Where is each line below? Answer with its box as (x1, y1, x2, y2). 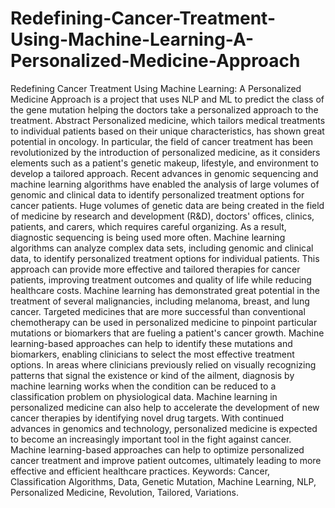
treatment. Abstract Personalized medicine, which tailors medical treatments (10, 114, 326, 126)
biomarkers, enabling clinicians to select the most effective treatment (10, 348, 295, 360)
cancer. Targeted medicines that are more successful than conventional (10, 305, 306, 317)
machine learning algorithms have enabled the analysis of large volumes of (10, 178, 320, 190)
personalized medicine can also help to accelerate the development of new (10, 401, 320, 413)
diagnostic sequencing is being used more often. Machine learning (10, 231, 286, 243)
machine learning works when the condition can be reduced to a (10, 380, 277, 392)
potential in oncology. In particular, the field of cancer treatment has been (10, 135, 314, 147)
